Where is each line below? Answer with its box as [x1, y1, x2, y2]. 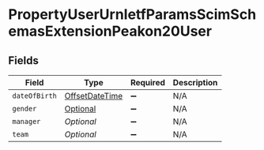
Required [130, 77, 166, 88]
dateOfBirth [12, 92, 58, 100]
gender [12, 104, 37, 113]
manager [12, 117, 41, 126]
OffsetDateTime [64, 91, 123, 101]
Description [172, 77, 218, 88]
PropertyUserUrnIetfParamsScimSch [8, 6, 257, 24]
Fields [8, 54, 40, 67]
